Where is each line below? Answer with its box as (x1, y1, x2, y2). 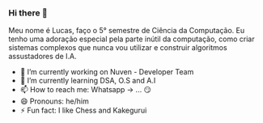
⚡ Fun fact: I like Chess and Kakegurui (19, 105, 147, 116)
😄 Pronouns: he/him (19, 96, 89, 106)
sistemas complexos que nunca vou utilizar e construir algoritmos (8, 43, 228, 53)
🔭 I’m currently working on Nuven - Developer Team (19, 67, 194, 77)
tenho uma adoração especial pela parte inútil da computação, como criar (8, 34, 255, 44)
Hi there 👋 (8, 7, 49, 19)
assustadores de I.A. (8, 52, 77, 61)
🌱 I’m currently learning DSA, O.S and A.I (19, 76, 156, 86)
